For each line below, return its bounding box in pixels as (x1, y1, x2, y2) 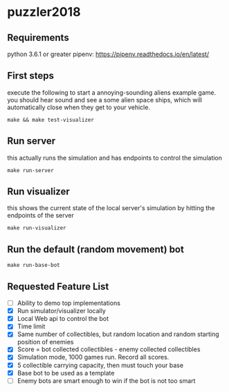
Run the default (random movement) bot (7, 243, 185, 255)
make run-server (7, 167, 54, 174)
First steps (7, 70, 54, 82)
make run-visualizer (7, 225, 67, 232)
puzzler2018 (7, 4, 81, 20)
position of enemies (17, 338, 74, 346)
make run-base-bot (7, 262, 60, 269)
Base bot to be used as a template (17, 368, 115, 377)
